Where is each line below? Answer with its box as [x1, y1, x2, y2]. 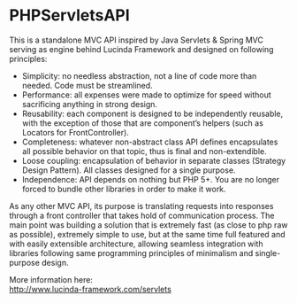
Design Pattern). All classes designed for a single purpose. [21, 165, 236, 175]
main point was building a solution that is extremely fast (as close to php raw [9, 219, 288, 230]
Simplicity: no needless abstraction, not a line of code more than [21, 70, 257, 81]
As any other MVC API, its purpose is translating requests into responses [9, 200, 274, 211]
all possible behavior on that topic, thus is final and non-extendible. [21, 145, 267, 156]
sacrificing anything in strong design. [21, 98, 157, 109]
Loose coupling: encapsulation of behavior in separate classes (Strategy [21, 155, 286, 166]
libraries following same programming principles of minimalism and [9, 247, 254, 258]
